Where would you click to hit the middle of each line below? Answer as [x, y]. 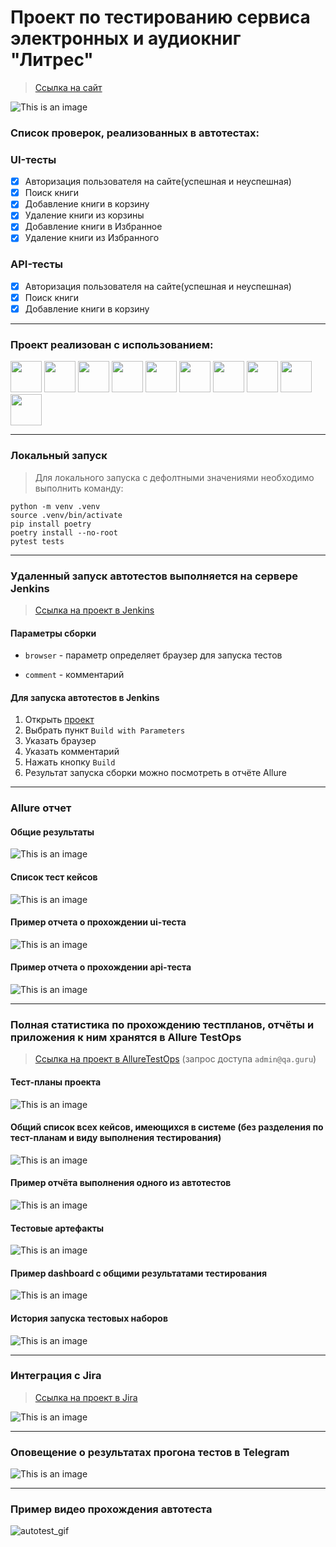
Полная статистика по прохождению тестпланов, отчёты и [162, 1024]
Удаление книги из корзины [84, 215]
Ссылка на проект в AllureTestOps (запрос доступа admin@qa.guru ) [175, 1059]
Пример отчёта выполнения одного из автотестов [121, 1183]
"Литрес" [52, 60]
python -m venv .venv [55, 506]
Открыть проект [59, 720]
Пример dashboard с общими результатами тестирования [139, 1273]
